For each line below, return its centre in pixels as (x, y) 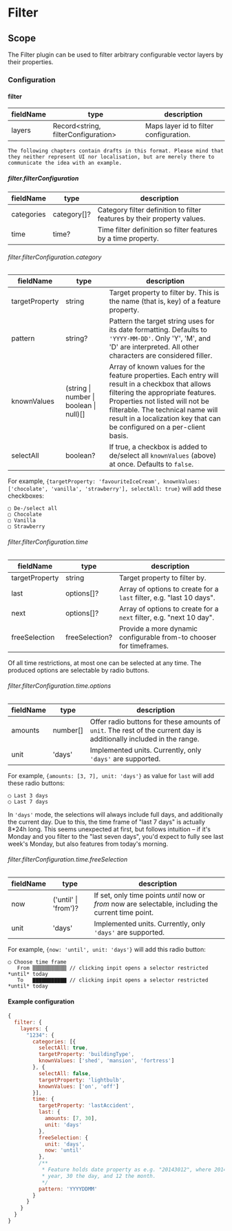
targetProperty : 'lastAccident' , (86, 1106)
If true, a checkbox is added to (158, 447)
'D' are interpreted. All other (154, 347)
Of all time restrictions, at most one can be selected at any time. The (105, 662)
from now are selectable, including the (156, 904)
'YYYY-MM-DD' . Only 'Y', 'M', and (160, 338)
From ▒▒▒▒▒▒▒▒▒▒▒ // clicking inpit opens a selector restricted (113, 968)
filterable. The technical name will (164, 410)
